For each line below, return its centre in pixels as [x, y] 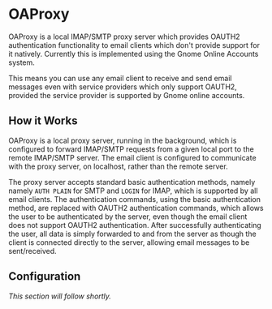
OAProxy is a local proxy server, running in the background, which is [123, 140]
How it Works [43, 121]
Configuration [45, 277]
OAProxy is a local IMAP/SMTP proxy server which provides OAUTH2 [125, 36]
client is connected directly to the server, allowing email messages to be [129, 242]
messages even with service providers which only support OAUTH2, [123, 87]
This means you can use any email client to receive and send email [120, 78]
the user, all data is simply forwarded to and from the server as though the [133, 234]
